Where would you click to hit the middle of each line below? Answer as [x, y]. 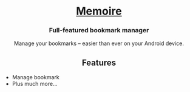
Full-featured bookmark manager [99, 30]
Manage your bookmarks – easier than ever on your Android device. [99, 43]
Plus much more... [35, 84]
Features [99, 62]
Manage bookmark [36, 77]
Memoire [99, 11]
